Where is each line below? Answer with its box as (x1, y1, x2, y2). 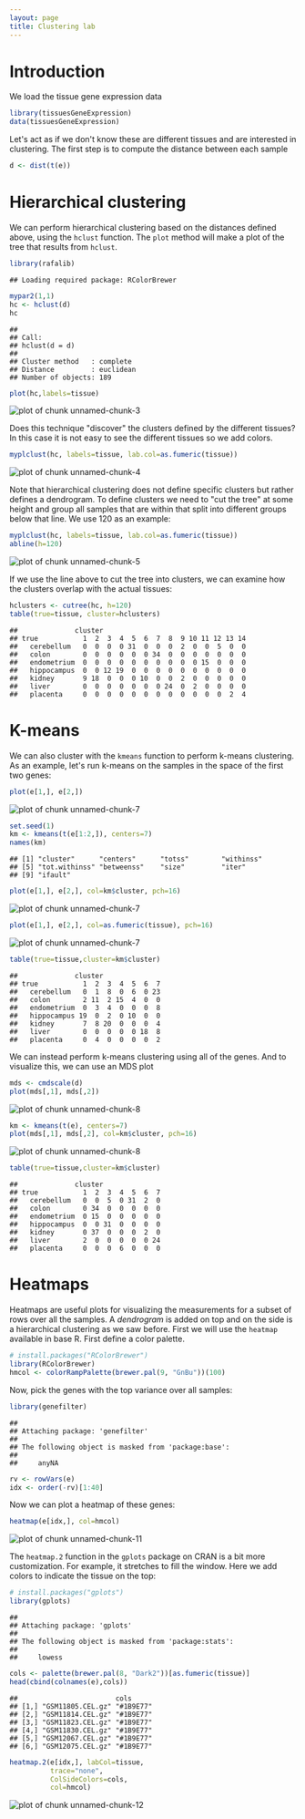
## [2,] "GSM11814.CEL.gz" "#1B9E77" (9, 1710, 153, 1719)
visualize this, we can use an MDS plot (9, 1060, 154, 1071)
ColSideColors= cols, (49, 1774, 128, 1783)
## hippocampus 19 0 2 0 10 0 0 (9, 1011, 161, 1020)
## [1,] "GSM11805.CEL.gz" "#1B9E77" (9, 1701, 153, 1710)
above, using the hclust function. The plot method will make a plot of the (9, 232, 285, 243)
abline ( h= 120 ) (9, 540, 64, 549)
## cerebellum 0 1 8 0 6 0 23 (9, 987, 161, 997)
